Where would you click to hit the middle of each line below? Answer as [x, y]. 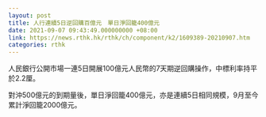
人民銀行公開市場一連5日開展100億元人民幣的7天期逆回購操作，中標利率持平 [133, 69]
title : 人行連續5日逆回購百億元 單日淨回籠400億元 [84, 23]
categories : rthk [37, 45]
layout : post [30, 15]
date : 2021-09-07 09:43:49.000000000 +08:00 [83, 30]
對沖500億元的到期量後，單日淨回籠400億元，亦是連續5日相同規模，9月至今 [133, 95]
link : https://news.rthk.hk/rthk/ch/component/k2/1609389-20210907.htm [129, 38]
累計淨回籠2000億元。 [45, 105]
